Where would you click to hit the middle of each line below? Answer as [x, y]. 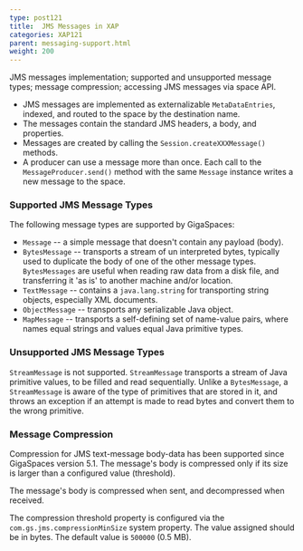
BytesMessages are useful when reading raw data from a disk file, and [151, 271]
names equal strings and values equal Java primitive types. [133, 329]
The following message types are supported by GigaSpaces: [122, 225]
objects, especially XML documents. [90, 300]
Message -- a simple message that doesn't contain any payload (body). [153, 242]
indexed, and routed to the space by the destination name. [131, 114]
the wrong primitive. [47, 411]
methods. [40, 153]
